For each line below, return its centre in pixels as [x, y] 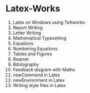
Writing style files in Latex [39, 85]
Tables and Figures [32, 54]
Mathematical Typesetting [40, 38]
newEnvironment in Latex [39, 80]
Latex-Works [33, 9]
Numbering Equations [35, 48]
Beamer [21, 59]
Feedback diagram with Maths [44, 69]
